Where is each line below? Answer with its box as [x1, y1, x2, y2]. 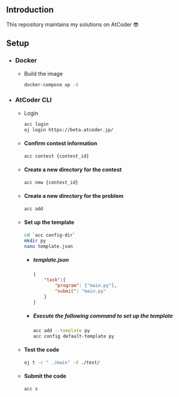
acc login [24, 121, 49, 127]
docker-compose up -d [24, 81, 78, 88]
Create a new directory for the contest [24, 166, 122, 173]
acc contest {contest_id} [24, 153, 89, 159]
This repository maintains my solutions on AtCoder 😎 [6, 20, 139, 28]
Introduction [6, 5, 54, 15]
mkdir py [24, 238, 46, 244]
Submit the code [24, 372, 66, 380]
